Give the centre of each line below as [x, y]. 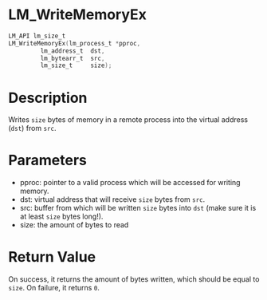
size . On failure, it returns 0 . [54, 288]
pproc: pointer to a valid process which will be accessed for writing [130, 183]
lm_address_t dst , [73, 51]
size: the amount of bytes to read [74, 225]
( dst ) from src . [32, 128]
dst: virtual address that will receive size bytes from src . [112, 199]
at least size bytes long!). [61, 216]
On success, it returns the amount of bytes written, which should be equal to [134, 279]
